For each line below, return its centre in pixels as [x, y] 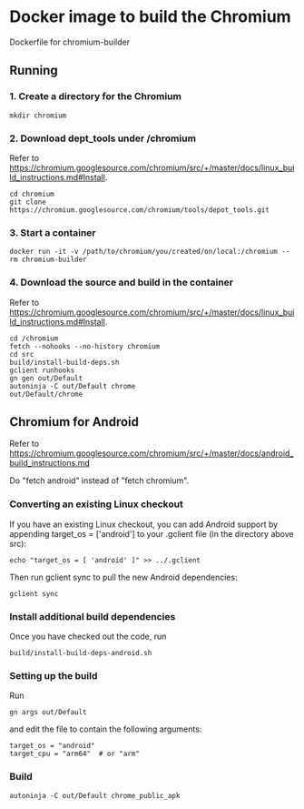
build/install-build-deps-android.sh [81, 652]
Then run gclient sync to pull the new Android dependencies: [123, 577]
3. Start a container [53, 232]
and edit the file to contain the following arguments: [106, 729]
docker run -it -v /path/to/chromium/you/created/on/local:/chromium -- [150, 252]
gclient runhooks [42, 370]
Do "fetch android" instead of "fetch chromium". [99, 480]
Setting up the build [54, 675]
